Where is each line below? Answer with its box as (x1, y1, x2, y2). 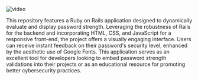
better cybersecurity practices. (6, 67, 82, 74)
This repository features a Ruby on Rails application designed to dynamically (6, 17, 193, 24)
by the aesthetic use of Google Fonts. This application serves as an (6, 48, 170, 55)
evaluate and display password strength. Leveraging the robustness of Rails (6, 24, 191, 30)
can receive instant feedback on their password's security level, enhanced (6, 42, 188, 49)
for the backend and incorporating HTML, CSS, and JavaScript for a (6, 29, 171, 36)
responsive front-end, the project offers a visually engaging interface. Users (6, 36, 191, 42)
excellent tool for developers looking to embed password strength (6, 55, 167, 61)
